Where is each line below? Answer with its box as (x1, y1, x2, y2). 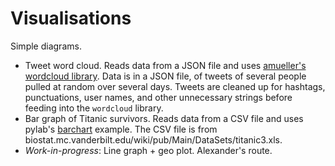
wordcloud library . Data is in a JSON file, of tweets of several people (24, 70, 307, 82)
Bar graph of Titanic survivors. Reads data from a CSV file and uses (24, 112, 304, 124)
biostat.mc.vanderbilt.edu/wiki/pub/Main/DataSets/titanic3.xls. (24, 133, 283, 146)
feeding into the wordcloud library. (24, 102, 164, 114)
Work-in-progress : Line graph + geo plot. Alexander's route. (24, 144, 273, 156)
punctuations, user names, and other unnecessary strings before (24, 91, 293, 103)
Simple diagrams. (10, 40, 82, 52)
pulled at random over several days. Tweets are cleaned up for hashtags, (24, 80, 326, 92)
